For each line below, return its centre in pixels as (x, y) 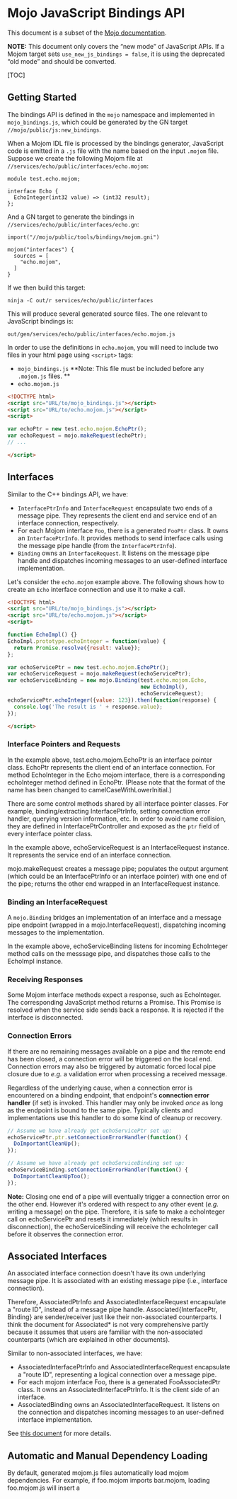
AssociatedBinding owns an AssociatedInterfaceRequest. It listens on (118, 1405)
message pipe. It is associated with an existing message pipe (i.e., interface (117, 1281)
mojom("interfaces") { (41, 249)
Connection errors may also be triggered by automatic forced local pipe (112, 1066)
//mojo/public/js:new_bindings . (54, 130)
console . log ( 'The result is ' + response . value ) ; (88, 707)
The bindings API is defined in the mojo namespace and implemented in (111, 114)
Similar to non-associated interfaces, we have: (75, 1353)
